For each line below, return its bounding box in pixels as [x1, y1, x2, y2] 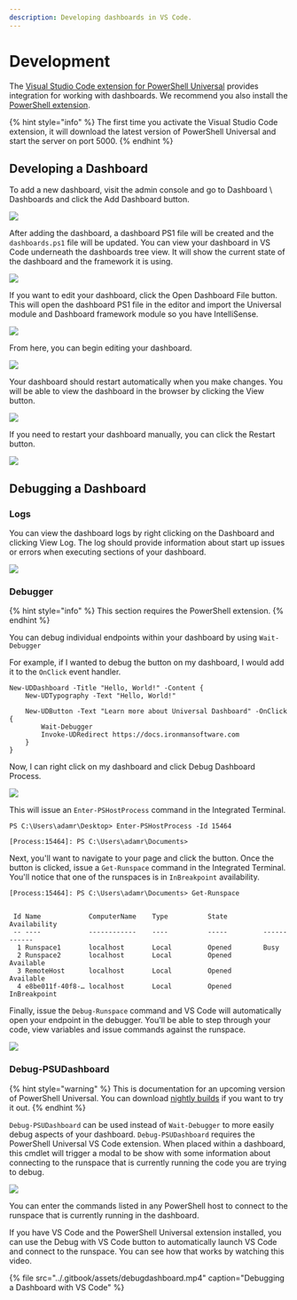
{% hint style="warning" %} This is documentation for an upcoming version [9, 1083, 285, 1094]
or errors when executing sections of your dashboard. [9, 547, 207, 557]
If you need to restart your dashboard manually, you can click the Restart [9, 429, 276, 440]
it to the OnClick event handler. [9, 666, 121, 677]
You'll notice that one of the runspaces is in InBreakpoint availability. [9, 871, 260, 883]
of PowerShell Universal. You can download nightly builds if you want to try [9, 1092, 284, 1103]
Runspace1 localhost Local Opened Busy [25, 943, 279, 952]
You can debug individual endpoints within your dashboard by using [9, 632, 258, 643]
